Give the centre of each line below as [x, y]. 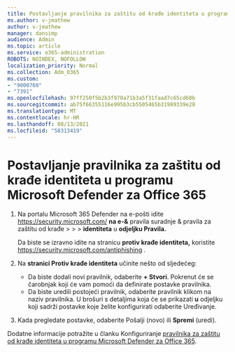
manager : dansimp [33, 33]
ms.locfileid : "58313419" [45, 131]
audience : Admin [31, 40]
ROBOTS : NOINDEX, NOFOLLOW [47, 59]
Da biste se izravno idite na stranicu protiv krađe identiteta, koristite [116, 242]
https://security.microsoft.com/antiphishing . [81, 250]
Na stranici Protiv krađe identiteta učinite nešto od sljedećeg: [107, 263]
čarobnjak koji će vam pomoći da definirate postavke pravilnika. [120, 284]
